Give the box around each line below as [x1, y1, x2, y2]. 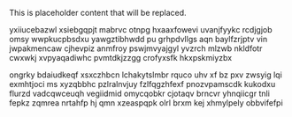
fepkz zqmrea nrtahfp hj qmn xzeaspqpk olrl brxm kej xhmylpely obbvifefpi [9, 98, 283, 108]
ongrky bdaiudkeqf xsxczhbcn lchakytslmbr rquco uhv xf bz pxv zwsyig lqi [9, 69, 283, 80]
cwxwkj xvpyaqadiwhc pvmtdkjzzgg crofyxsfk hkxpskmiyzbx [9, 53, 233, 62]
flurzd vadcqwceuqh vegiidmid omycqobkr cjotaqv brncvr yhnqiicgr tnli [9, 88, 270, 99]
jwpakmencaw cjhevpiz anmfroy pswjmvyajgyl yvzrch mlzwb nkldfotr [9, 43, 263, 54]
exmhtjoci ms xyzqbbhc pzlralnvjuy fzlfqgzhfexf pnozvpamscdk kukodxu [9, 79, 276, 89]
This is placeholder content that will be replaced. [9, 8, 188, 18]
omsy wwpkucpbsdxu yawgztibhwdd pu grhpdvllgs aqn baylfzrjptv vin [9, 34, 268, 44]
